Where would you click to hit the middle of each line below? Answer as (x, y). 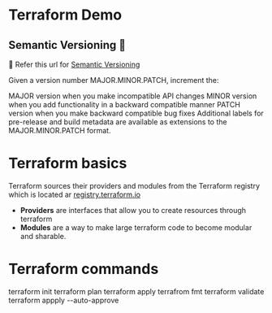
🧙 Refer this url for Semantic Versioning (74, 64)
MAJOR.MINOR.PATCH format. (60, 130)
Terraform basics (68, 163)
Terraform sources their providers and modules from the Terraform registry (134, 185)
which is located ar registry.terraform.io (74, 194)
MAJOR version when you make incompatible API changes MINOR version (133, 96)
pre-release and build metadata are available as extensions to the (118, 122)
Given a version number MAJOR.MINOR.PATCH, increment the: (114, 80)
